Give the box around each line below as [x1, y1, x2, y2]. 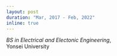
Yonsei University [6, 43, 50, 50]
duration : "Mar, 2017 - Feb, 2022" [6, 14, 95, 20]
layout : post [6, 8, 39, 15]
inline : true [6, 20, 39, 26]
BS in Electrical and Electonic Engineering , [6, 37, 112, 44]
